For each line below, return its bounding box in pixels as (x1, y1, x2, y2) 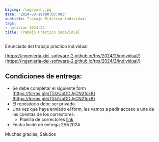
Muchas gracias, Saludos (5, 131, 56, 137)
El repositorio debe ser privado (12, 101, 75, 107)
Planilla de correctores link (19, 116, 74, 122)
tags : (5, 21, 16, 26)
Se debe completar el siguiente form (12, 85, 86, 91)
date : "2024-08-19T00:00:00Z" (5, 12, 67, 17)
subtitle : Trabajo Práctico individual (5, 16, 87, 21)
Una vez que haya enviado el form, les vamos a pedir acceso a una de (12, 106, 155, 112)
